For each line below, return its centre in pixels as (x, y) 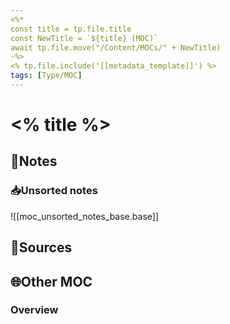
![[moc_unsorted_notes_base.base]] (84, 216)
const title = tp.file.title (71, 29)
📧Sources (41, 247)
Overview (34, 310)
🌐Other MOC (51, 281)
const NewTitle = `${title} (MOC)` (84, 38)
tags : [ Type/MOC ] (46, 76)
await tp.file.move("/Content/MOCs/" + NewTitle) (116, 47)
